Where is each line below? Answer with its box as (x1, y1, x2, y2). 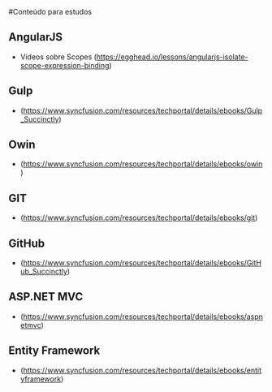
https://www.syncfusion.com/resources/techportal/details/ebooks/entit (23, 365, 262, 375)
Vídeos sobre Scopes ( (19, 52, 97, 62)
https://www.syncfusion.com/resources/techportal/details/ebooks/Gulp (23, 106, 262, 115)
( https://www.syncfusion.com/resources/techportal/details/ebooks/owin (19, 159, 263, 169)
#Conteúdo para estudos (8, 7, 92, 16)
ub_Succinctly (19, 267, 67, 277)
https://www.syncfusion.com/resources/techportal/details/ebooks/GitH (23, 258, 262, 268)
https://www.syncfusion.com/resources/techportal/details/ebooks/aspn (23, 312, 264, 321)
